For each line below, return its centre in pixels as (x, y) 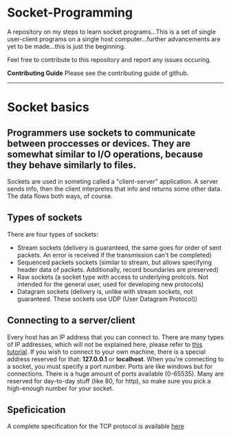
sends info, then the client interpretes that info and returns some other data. (114, 189)
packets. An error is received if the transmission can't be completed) (114, 255)
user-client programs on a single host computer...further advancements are (114, 39)
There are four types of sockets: (53, 234)
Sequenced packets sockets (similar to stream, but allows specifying (114, 262)
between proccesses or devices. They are (99, 143)
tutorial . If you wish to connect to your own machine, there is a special (107, 352)
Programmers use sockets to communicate (101, 132)
